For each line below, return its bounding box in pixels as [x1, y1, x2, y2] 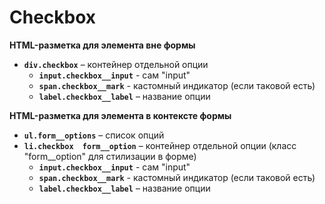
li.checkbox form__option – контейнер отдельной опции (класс [23, 139, 297, 151]
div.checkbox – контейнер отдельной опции [23, 58, 209, 70]
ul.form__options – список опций [23, 129, 165, 141]
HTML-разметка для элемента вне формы [9, 39, 196, 51]
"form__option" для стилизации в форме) [23, 150, 197, 162]
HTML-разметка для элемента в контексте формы [9, 109, 232, 121]
